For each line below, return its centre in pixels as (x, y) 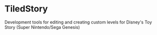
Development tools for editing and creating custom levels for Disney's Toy (78, 22)
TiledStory (26, 9)
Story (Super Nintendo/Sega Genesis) (42, 27)
